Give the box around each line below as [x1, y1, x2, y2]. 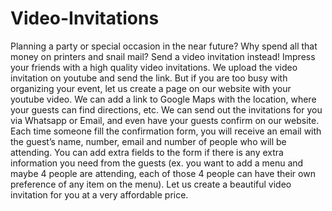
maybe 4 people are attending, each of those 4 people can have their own [10, 167, 316, 179]
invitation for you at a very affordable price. [10, 188, 189, 201]
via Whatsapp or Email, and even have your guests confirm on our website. [10, 114, 320, 126]
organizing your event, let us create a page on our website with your [10, 82, 292, 94]
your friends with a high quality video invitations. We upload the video [10, 61, 298, 73]
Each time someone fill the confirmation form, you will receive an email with [10, 125, 322, 137]
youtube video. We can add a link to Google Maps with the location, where [10, 93, 317, 105]
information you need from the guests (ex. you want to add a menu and [10, 157, 304, 169]
